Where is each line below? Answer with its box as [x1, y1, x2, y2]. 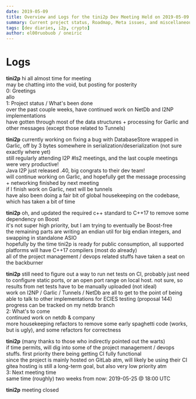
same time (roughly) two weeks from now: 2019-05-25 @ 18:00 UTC [6, 375, 171, 382]
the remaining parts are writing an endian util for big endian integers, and [6, 228, 181, 235]
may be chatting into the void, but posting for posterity [6, 81, 137, 88]
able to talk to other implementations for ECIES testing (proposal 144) [6, 295, 172, 302]
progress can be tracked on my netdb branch [6, 302, 115, 309]
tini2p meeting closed [6, 387, 60, 394]
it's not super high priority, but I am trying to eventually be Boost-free [6, 222, 173, 229]
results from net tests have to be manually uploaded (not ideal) [6, 283, 157, 290]
